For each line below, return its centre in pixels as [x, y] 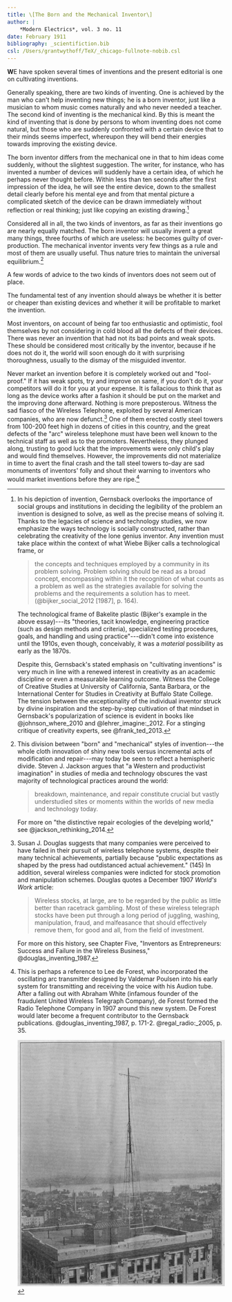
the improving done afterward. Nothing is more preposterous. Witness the [112, 403]
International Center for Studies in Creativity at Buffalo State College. [115, 694]
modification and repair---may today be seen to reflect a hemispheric [116, 759]
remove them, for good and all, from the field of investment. [119, 930]
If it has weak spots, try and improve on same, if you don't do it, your [126, 381]
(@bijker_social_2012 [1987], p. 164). [86, 600]
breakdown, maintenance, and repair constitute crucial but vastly [127, 794]
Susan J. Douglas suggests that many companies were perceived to [114, 843]
